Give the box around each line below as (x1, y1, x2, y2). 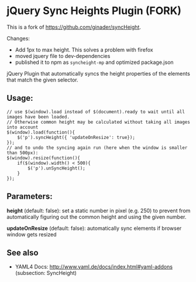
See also (6, 247, 39, 257)
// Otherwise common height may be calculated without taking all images (6, 119, 191, 125)
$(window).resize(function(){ (6, 155, 81, 161)
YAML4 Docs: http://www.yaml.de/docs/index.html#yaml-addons (15, 263, 173, 270)
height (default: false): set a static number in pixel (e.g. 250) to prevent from (6, 207, 191, 214)
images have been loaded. (6, 114, 70, 120)
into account (6, 124, 39, 130)
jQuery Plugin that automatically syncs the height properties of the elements (6, 70, 191, 77)
